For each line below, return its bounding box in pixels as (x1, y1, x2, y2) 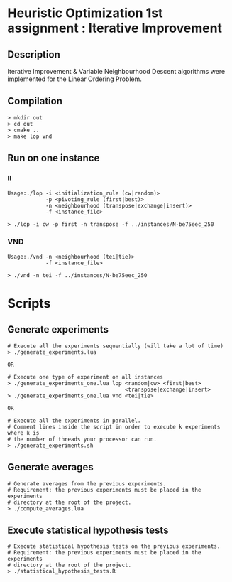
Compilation (7, 95, 62, 107)
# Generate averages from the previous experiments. (7, 480, 167, 487)
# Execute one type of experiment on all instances (7, 373, 163, 381)
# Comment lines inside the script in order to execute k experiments (7, 423, 221, 431)
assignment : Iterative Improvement (7, 20, 222, 36)
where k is (7, 429, 40, 436)
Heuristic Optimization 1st (7, 5, 163, 21)
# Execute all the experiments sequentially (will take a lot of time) (7, 343, 223, 350)
